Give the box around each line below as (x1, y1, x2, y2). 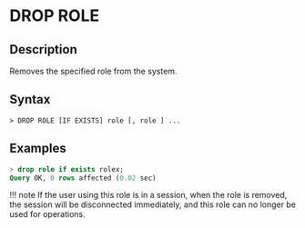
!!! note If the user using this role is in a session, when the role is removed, (9, 190, 288, 201)
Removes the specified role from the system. (9, 65, 178, 76)
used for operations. (9, 209, 86, 220)
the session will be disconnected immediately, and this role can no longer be (9, 199, 296, 210)
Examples (9, 141, 66, 156)
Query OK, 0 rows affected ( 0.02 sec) (9, 173, 157, 183)
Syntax (9, 92, 51, 107)
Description (9, 42, 77, 57)
